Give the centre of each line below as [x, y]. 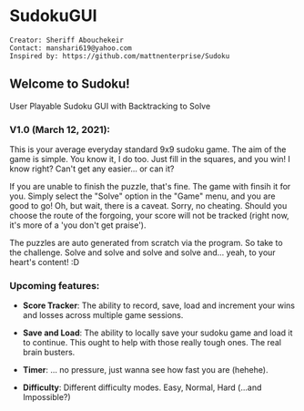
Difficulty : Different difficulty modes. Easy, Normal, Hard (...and [142, 387]
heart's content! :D [45, 262]
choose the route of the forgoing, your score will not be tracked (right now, [149, 216]
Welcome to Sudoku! [70, 84]
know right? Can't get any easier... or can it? [92, 169]
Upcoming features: [55, 285]
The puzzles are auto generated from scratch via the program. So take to [147, 243]
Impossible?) [46, 397]
